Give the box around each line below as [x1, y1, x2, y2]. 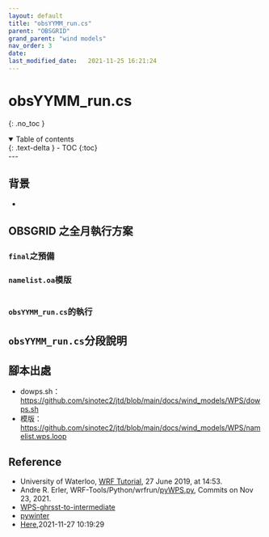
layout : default [8, 11, 63, 20]
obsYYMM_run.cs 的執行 [8, 307, 93, 318]
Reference [8, 455, 62, 469]
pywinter [19, 511, 50, 521]
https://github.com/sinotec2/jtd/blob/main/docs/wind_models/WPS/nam [19, 423, 261, 433]
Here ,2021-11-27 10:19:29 [19, 519, 105, 530]
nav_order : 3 [8, 42, 53, 50]
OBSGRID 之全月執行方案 [8, 224, 133, 239]
